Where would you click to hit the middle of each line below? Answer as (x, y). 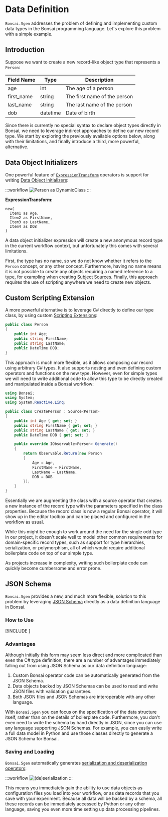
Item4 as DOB (23, 226)
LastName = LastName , (55, 472)
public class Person (27, 325)
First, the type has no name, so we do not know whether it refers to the (78, 261)
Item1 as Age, (24, 213)
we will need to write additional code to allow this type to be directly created (84, 379)
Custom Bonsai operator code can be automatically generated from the (86, 675)
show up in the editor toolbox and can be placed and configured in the (78, 517)
